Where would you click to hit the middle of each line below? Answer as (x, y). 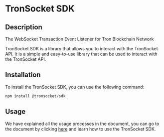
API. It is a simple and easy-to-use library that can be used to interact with (82, 54)
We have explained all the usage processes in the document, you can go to (82, 124)
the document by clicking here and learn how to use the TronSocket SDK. (81, 129)
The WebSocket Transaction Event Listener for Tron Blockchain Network (80, 39)
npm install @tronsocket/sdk (35, 96)
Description (24, 27)
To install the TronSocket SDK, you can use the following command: (75, 87)
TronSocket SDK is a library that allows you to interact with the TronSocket (82, 49)
